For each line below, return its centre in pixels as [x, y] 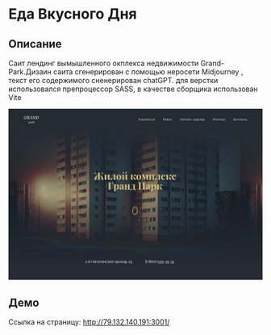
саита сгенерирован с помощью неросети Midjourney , [148, 72]
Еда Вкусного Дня [73, 14]
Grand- [212, 63]
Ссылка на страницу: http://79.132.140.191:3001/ [89, 322]
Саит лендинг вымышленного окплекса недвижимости [104, 63]
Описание [35, 44]
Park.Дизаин [30, 72]
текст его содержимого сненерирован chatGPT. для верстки [113, 80]
